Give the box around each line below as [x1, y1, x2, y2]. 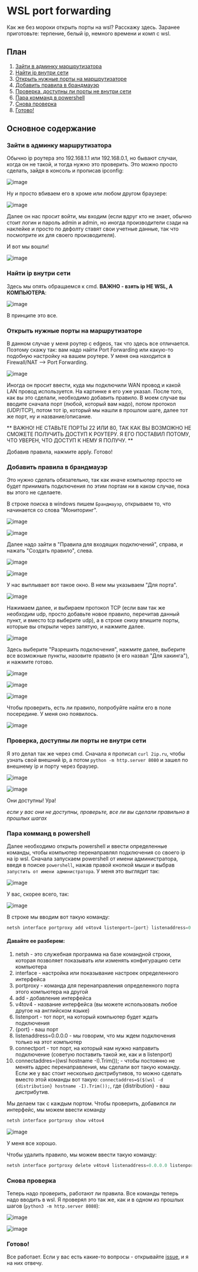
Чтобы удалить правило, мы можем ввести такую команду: [6, 1151, 157, 1158]
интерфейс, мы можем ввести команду [6, 1106, 106, 1113]
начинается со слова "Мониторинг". [6, 507, 98, 514]
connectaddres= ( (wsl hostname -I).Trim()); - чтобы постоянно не [15, 1057, 175, 1064]
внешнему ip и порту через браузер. [6, 762, 99, 770]
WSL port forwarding [6, 4, 111, 18]
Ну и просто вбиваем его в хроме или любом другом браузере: [6, 190, 167, 197]
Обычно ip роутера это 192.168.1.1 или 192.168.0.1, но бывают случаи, [6, 155, 178, 162]
